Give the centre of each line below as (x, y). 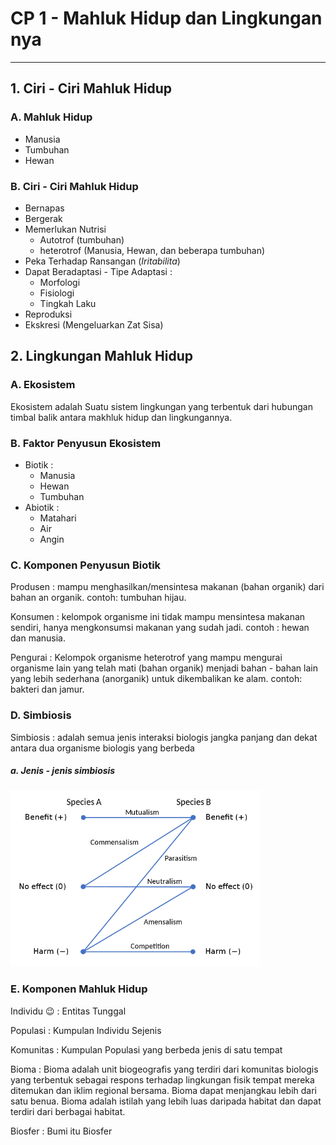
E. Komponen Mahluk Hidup (79, 989)
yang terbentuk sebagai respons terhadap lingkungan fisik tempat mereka (162, 1079)
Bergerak (43, 218)
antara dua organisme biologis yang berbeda (102, 748)
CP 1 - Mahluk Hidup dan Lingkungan (166, 18)
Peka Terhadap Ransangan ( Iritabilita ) (102, 261)
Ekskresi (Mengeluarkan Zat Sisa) (94, 324)
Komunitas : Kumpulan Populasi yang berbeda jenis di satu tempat (146, 1049)
